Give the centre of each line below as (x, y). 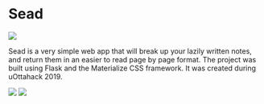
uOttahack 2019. (35, 76)
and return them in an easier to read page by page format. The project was (132, 59)
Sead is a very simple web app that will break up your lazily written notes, (130, 51)
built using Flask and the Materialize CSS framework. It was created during (132, 68)
